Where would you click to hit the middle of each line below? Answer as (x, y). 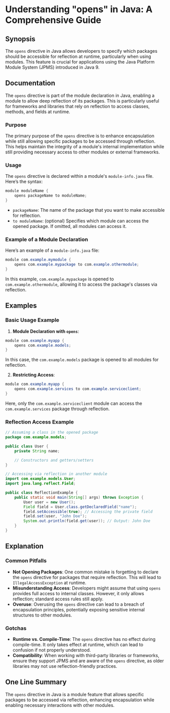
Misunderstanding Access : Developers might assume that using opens (87, 588)
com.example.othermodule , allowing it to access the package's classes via (81, 284)
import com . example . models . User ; (40, 479)
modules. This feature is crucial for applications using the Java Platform (80, 62)
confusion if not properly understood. (52, 650)
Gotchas (16, 628)
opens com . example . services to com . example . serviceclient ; (78, 389)
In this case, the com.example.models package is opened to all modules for (82, 360)
